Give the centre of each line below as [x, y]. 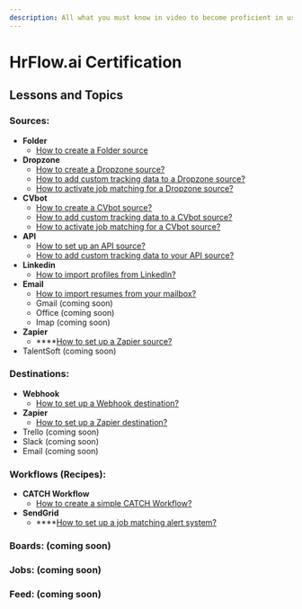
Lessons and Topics [67, 95]
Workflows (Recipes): [58, 474]
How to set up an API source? [90, 246]
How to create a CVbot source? [94, 207]
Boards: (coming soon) [60, 546]
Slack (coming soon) [60, 441]
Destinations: [40, 374]
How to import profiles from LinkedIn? [106, 274]
